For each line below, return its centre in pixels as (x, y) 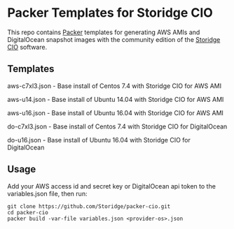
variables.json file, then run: (47, 193)
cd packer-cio (28, 212)
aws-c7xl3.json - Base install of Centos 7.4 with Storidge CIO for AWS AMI (115, 86)
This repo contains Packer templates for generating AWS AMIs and (104, 32)
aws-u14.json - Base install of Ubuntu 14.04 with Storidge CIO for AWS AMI (116, 99)
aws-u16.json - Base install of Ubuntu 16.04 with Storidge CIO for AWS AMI (116, 112)
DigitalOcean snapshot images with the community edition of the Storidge (114, 39)
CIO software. (27, 47)
